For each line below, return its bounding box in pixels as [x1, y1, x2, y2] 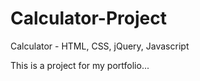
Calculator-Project [10, 7, 167, 30]
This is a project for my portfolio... [10, 59, 150, 71]
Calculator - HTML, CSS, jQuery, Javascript [10, 40, 190, 52]
